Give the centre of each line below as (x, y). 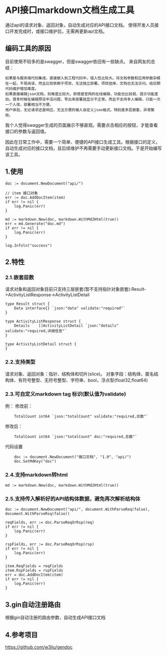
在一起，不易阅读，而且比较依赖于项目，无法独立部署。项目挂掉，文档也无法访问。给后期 (83, 83)
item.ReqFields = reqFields (34, 566)
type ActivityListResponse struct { (43, 322)
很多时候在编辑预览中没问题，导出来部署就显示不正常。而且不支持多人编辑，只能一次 (86, 99)
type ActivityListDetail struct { (41, 344)
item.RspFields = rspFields (34, 571)
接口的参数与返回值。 (27, 131)
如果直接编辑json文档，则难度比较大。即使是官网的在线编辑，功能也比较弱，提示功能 (80, 94)
